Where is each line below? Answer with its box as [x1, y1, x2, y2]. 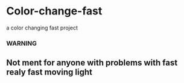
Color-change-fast [6, 4, 103, 18]
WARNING [6, 39, 37, 48]
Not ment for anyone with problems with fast [6, 58, 178, 68]
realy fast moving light [6, 67, 92, 78]
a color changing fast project [6, 24, 78, 31]
